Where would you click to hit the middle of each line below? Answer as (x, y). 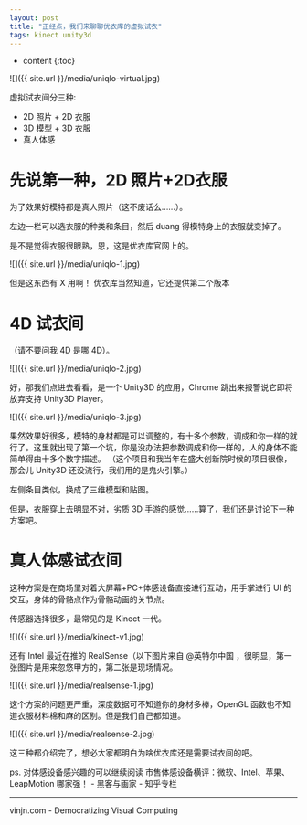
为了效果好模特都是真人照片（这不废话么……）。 (99, 207)
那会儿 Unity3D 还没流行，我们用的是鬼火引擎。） (101, 471)
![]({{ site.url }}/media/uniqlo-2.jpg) (75, 369)
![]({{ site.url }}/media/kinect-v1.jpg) (77, 637)
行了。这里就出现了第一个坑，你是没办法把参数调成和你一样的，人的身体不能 (153, 448)
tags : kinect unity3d (51, 35)
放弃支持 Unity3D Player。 (59, 399)
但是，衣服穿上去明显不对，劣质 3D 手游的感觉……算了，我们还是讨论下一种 (152, 509)
